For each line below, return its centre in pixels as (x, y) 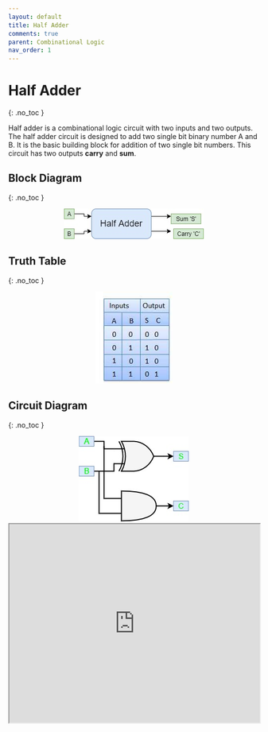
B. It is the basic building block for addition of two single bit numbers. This (130, 145)
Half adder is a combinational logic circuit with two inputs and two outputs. (130, 128)
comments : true (33, 33)
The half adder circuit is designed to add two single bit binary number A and (133, 137)
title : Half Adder (39, 25)
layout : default (35, 17)
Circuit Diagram (48, 406)
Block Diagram (45, 178)
